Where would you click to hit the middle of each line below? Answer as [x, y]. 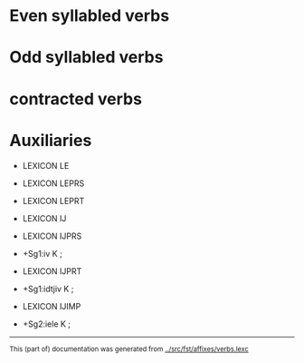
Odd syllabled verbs [86, 58]
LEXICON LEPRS [53, 183]
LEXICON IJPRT [52, 271]
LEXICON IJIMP [52, 306]
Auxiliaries [51, 140]
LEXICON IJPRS [52, 236]
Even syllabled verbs [90, 16]
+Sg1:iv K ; [43, 253]
